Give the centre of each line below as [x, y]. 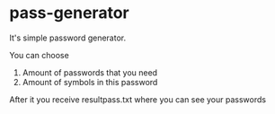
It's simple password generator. [68, 38]
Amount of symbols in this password [90, 82]
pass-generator [69, 13]
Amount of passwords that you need [90, 72]
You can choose [39, 55]
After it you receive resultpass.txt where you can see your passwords [138, 99]
